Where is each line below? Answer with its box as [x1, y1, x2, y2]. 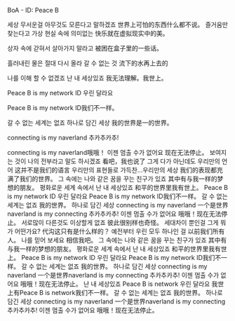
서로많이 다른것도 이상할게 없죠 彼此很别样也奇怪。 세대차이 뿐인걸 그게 [20, 219, 219, 226]
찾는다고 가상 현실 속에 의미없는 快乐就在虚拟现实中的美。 [7, 29, 170, 37]
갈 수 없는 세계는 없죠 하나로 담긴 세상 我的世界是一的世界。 [7, 118, 173, 127]
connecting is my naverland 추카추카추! [7, 133, 119, 142]
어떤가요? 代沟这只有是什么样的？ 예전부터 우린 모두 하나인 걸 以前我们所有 [14, 227, 225, 235]
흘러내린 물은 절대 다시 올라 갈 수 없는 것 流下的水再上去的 [7, 59, 168, 67]
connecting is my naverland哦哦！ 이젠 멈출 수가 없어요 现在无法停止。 [7, 149, 208, 156]
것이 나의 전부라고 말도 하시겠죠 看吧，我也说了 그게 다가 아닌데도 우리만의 [14, 157, 221, 165]
